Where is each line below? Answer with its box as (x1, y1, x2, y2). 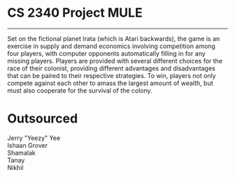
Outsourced (7, 111, 78, 127)
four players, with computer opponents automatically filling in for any (7, 49, 206, 57)
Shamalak (7, 148, 36, 157)
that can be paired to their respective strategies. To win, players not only (7, 71, 216, 79)
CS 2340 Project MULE (7, 5, 143, 21)
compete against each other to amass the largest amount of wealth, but (7, 79, 213, 87)
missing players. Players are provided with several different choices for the (7, 56, 222, 65)
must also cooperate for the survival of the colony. (7, 86, 152, 95)
